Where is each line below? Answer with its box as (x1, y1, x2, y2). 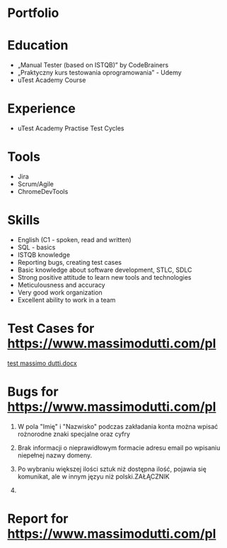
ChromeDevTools (17, 188, 69, 195)
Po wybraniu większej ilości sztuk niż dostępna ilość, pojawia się (17, 464, 206, 473)
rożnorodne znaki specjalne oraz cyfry (17, 430, 131, 438)
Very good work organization (17, 288, 103, 297)
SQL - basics (17, 243, 56, 251)
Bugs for (7, 384, 59, 400)
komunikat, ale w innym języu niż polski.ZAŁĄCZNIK (17, 472, 170, 481)
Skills (7, 212, 40, 228)
